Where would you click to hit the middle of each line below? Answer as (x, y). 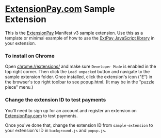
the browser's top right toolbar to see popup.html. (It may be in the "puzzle (80, 82)
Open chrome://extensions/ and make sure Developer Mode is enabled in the (80, 66)
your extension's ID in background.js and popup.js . (56, 130)
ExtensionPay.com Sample (60, 9)
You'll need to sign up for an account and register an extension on (71, 110)
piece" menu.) (19, 87)
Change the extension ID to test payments (56, 100)
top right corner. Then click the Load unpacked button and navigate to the (78, 72)
